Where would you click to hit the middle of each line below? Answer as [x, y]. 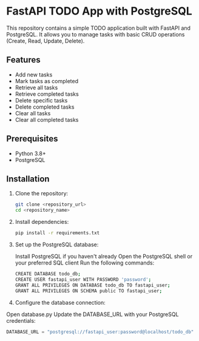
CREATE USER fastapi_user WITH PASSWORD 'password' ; [83, 279]
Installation [28, 179]
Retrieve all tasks [36, 87]
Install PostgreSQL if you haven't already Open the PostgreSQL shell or [104, 256]
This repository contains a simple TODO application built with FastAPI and [99, 28]
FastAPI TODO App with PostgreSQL [99, 11]
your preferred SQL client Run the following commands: [85, 263]
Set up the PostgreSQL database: [57, 245]
